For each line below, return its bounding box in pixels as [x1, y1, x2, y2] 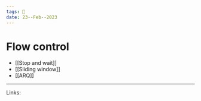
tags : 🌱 [6, 8, 26, 15]
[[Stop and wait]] [14, 59, 57, 67]
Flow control [6, 40, 70, 53]
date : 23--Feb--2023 [6, 14, 58, 20]
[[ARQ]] [14, 72, 34, 79]
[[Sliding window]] [14, 66, 61, 73]
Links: [6, 89, 21, 96]
